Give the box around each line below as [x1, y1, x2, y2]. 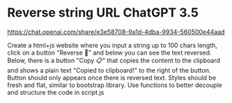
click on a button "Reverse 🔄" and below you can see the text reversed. [7, 48, 212, 57]
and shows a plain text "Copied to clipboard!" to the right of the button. [7, 66, 211, 74]
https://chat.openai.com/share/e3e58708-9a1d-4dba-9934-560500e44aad [7, 28, 225, 36]
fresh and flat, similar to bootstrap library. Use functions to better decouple [7, 81, 222, 89]
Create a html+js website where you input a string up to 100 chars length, [7, 41, 218, 49]
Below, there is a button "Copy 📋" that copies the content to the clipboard [7, 56, 221, 64]
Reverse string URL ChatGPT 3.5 [7, 5, 199, 21]
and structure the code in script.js [7, 88, 105, 96]
